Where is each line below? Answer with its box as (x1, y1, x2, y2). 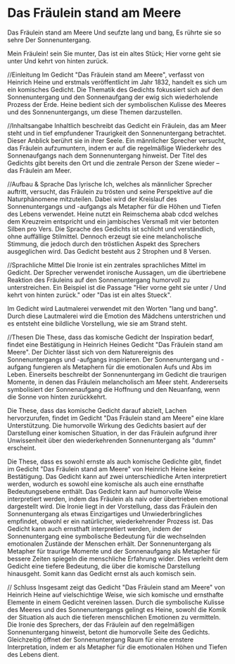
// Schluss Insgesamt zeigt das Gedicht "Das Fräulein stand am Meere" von (7, 582, 225, 592)
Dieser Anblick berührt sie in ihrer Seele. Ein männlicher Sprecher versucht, (7, 136, 227, 145)
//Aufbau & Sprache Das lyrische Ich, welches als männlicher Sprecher (7, 179, 212, 188)
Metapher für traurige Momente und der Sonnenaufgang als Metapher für (7, 547, 221, 555)
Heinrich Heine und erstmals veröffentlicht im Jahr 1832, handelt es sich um (7, 77, 227, 86)
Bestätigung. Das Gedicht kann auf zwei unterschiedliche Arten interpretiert (7, 472, 227, 480)
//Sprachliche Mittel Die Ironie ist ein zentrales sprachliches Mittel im (7, 260, 206, 269)
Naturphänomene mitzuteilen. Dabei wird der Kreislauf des (7, 195, 177, 203)
